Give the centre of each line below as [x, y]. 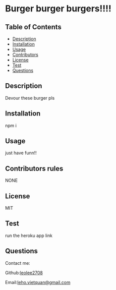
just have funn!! [21, 153]
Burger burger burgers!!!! [58, 9]
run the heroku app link [29, 235]
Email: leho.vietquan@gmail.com [38, 282]
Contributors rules [34, 168]
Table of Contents [33, 27]
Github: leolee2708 [24, 273]
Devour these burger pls [30, 98]
